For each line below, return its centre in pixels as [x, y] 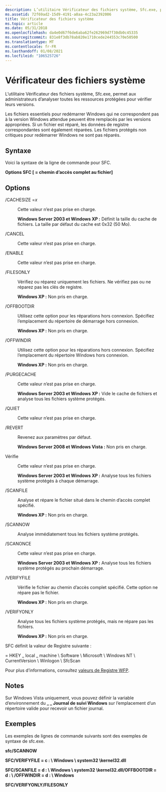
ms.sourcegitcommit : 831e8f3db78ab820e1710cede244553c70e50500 [72, 38]
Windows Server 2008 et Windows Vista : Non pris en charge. [82, 447]
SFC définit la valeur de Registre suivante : [48, 646]
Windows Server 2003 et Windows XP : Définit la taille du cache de [87, 219]
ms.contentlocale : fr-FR [31, 47]
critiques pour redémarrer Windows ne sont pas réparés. [63, 135]
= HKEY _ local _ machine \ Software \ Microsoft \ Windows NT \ [70, 655]
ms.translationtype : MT [30, 42]
